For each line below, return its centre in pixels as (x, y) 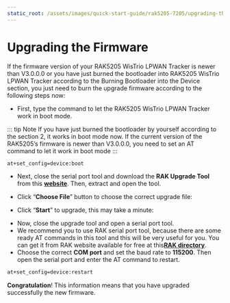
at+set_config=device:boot (46, 163)
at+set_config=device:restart (50, 272)
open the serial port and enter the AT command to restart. (98, 260)
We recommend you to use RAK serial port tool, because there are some (119, 230)
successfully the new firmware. (51, 293)
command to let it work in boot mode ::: (62, 150)
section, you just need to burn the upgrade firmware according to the (105, 88)
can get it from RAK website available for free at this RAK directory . (112, 245)
